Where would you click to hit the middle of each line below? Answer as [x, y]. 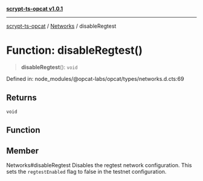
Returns [22, 98]
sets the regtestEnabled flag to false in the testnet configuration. [86, 171]
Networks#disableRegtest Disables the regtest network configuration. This [99, 165]
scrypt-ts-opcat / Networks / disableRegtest [61, 26]
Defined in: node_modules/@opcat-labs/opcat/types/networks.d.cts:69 [95, 78]
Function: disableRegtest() [75, 50]
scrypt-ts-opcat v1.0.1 [35, 9]
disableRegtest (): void [49, 67]
